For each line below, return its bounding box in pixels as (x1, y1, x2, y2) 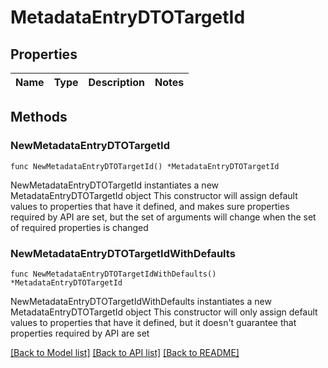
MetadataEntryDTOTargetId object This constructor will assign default (10, 189, 298, 201)
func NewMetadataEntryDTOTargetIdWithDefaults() (10, 269, 217, 279)
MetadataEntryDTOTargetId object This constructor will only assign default (10, 306, 318, 318)
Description (88, 76, 145, 89)
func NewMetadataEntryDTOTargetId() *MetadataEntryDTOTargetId (10, 161, 280, 171)
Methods (10, 109, 68, 126)
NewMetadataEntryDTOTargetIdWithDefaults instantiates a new (10, 295, 272, 307)
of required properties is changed (10, 221, 149, 233)
